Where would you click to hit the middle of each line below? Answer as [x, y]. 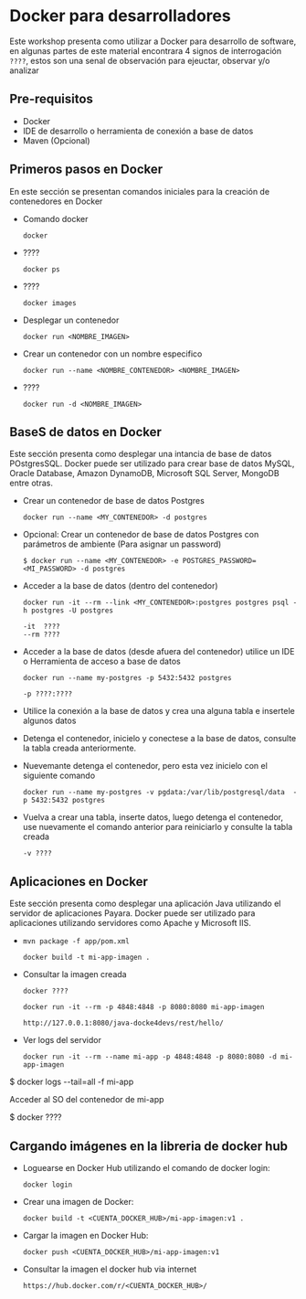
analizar [24, 70]
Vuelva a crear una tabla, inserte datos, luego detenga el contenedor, [153, 817]
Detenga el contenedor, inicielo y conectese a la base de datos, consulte [159, 739]
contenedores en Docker [56, 201]
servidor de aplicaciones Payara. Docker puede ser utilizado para [132, 913]
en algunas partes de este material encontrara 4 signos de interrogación [146, 50]
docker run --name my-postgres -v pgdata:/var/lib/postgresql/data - [160, 793]
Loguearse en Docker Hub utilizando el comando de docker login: [147, 1168]
